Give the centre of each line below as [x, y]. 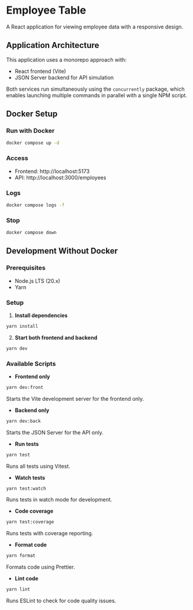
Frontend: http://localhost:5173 [52, 171]
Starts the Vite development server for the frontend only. [75, 398]
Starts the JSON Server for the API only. [55, 432]
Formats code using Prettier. [41, 567]
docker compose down [32, 233]
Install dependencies [41, 315]
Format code [31, 545]
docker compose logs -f [36, 205]
